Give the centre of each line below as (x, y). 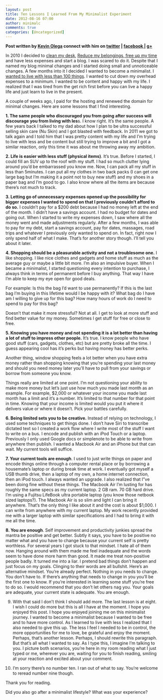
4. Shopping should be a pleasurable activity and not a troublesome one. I (81, 253)
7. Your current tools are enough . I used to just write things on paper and (79, 459)
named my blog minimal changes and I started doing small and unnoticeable (82, 66)
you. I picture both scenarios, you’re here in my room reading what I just (84, 648)
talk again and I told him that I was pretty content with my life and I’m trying (81, 136)
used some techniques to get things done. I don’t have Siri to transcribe (77, 423)
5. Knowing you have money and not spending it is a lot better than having (82, 333)
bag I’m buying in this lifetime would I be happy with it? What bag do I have (80, 293)
